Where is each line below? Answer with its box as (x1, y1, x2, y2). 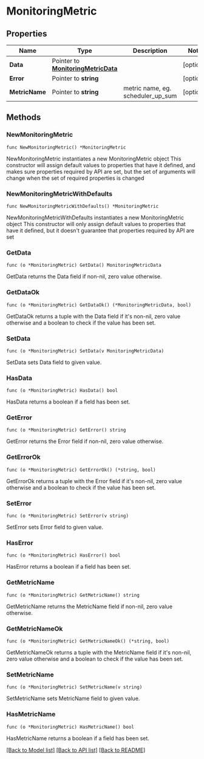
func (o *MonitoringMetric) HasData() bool (6, 388, 118, 394)
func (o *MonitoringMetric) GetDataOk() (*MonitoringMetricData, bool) (6, 302, 191, 308)
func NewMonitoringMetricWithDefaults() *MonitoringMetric (6, 203, 159, 209)
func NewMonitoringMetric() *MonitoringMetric (6, 144, 126, 150)
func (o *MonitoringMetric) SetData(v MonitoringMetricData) (6, 348, 165, 354)
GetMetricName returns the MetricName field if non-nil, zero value (6, 603, 173, 610)
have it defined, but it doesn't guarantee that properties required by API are (6, 227, 194, 234)
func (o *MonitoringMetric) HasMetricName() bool (6, 724, 135, 730)
